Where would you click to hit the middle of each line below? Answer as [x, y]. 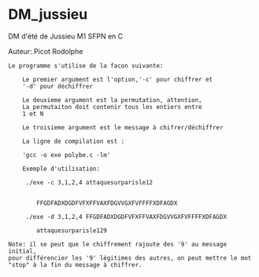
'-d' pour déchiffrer [57, 86]
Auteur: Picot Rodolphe [46, 51]
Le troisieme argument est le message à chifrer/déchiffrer [123, 127]
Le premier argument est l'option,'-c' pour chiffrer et [118, 79]
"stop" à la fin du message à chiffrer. [76, 264]
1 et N [33, 114]
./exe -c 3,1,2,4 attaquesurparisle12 [89, 182]
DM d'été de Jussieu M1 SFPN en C [66, 36]
